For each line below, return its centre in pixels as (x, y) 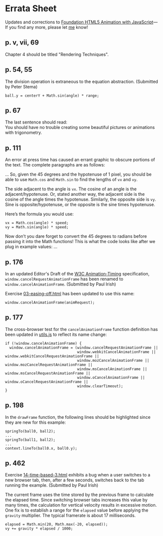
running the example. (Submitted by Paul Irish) (52, 485)
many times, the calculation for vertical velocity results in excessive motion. (81, 505)
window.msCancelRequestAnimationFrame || (48, 373)
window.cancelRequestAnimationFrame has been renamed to (64, 279)
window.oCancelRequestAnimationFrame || (47, 382)
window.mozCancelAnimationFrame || (113, 360)
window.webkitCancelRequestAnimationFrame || (52, 356)
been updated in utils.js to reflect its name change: (56, 334)
